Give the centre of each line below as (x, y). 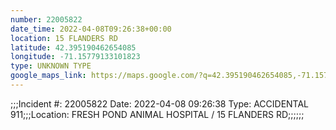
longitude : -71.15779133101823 (75, 57)
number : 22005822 (46, 19)
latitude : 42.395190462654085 (73, 47)
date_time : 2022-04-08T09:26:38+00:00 (91, 29)
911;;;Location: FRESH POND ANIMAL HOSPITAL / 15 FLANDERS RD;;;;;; (157, 114)
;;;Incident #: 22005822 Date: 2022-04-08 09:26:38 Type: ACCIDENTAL (160, 103)
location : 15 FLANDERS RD (64, 38)
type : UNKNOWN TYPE (51, 66)
